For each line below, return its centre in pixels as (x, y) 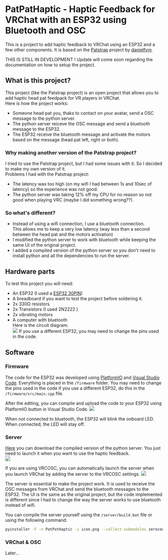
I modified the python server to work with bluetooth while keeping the (84, 240)
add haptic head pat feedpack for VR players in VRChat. (63, 98)
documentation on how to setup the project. (50, 65)
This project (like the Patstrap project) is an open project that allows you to (82, 92)
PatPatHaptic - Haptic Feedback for (80, 9)
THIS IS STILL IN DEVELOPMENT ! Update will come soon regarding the (79, 59)
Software (20, 352)
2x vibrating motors (32, 315)
